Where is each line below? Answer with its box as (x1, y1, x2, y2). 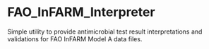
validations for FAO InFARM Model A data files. (7, 34, 143, 43)
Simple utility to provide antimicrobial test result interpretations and (7, 27, 203, 36)
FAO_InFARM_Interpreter (7, 4, 155, 20)
